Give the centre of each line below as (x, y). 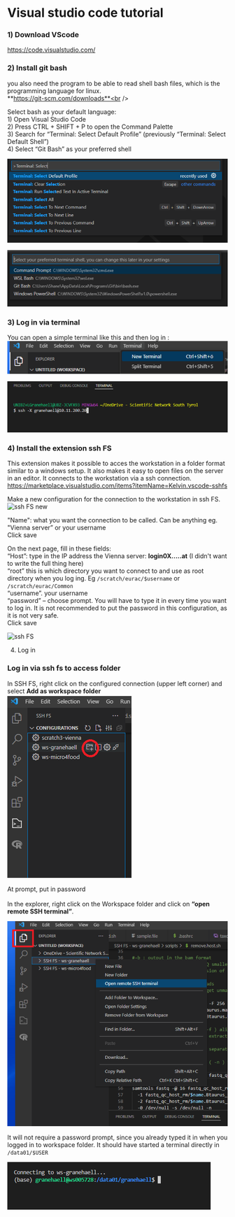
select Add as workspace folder (54, 691)
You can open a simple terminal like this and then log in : (88, 338)
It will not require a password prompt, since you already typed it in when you (117, 1137)
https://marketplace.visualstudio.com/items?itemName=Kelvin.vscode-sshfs (117, 486)
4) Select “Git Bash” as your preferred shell (69, 149)
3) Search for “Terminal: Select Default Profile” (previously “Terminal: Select (116, 134)
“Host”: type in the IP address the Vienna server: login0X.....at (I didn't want (117, 556)
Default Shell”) (28, 141)
